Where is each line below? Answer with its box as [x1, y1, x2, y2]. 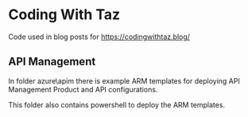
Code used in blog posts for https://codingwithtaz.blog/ [8, 32, 191, 41]
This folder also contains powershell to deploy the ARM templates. [8, 99, 225, 109]
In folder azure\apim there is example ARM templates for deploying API [8, 76, 240, 85]
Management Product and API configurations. [8, 84, 158, 94]
